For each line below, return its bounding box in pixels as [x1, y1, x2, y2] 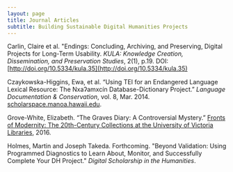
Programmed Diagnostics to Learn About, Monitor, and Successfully [7, 149, 202, 157]
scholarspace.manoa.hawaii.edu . [7, 100, 102, 109]
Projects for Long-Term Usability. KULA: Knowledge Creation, [7, 49, 184, 58]
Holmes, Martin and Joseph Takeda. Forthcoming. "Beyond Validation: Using [7, 142, 227, 150]
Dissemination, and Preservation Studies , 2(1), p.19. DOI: [7, 57, 169, 65]
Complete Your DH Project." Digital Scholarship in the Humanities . [7, 157, 196, 165]
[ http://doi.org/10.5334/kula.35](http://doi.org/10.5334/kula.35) [7, 64, 188, 73]
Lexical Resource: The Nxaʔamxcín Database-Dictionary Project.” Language [7, 85, 226, 94]
